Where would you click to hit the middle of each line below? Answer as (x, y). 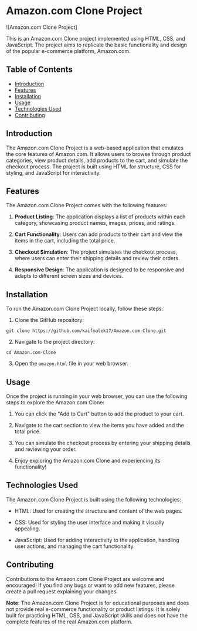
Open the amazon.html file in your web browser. (72, 364)
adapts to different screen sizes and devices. (69, 276)
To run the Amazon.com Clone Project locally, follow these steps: (85, 309)
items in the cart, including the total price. (65, 241)
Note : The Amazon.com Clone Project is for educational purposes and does (98, 603)
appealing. (27, 529)
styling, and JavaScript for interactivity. (53, 172)
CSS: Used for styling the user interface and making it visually (89, 522)
